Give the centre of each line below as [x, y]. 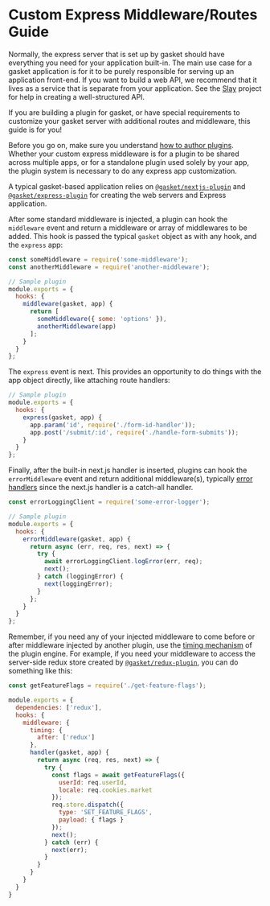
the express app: [36, 245]
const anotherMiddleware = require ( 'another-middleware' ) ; [109, 267]
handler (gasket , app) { [70, 753]
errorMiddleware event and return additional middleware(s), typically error [131, 479]
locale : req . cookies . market [106, 790]
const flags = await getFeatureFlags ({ [118, 775]
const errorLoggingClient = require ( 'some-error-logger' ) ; [109, 502]
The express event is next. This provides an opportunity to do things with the [135, 372]
